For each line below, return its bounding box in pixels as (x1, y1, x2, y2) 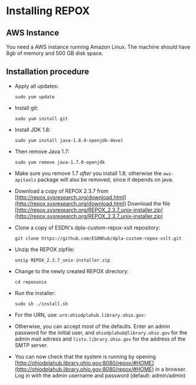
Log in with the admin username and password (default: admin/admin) (14, 371, 186, 379)
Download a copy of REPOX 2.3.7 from (14, 187, 109, 195)
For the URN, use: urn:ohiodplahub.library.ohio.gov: (14, 311, 147, 318)
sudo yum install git (14, 115, 68, 122)
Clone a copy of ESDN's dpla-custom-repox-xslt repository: (14, 224, 161, 231)
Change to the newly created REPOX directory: (14, 267, 129, 274)
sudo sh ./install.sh (14, 300, 68, 307)
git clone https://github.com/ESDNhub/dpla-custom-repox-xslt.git (14, 235, 182, 241)
